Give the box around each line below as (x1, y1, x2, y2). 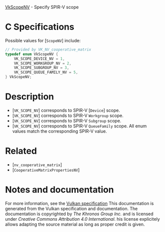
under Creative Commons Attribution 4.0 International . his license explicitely (5, 216, 160, 222)
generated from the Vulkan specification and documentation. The (5, 205, 138, 211)
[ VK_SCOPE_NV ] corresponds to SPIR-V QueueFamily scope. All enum (12, 123, 147, 129)
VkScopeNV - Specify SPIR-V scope (5, 4, 79, 10)
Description (5, 91, 54, 102)
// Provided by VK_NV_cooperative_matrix (5, 47, 92, 52)
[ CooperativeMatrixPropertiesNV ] (12, 167, 80, 173)
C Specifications (5, 22, 75, 32)
